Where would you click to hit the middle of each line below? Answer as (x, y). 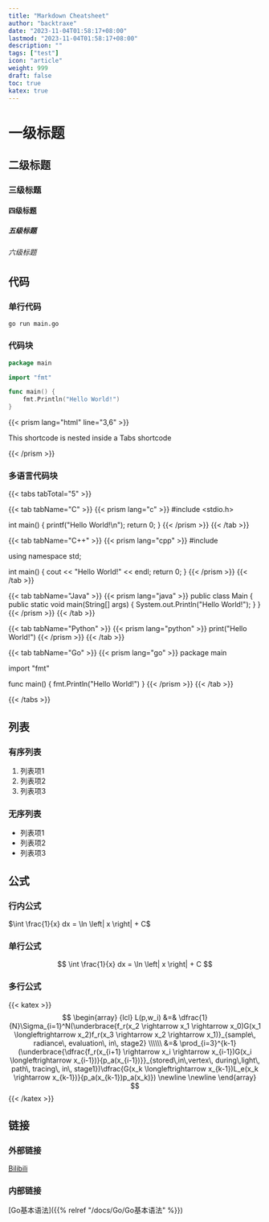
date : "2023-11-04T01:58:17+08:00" (68, 31)
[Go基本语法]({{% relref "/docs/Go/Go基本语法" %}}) (96, 1210)
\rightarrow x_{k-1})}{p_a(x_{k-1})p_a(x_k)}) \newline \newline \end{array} (135, 1077)
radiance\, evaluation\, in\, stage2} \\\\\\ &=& (106, 1042)
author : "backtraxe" (43, 23)
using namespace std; (45, 556)
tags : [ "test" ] (34, 53)
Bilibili (18, 1169)
